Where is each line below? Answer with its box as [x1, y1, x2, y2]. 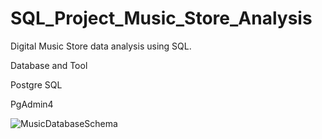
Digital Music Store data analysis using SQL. [10, 40, 192, 52]
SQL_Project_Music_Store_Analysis [10, 7, 313, 30]
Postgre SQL [10, 78, 63, 91]
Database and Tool [10, 59, 88, 71]
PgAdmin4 [10, 98, 54, 110]
